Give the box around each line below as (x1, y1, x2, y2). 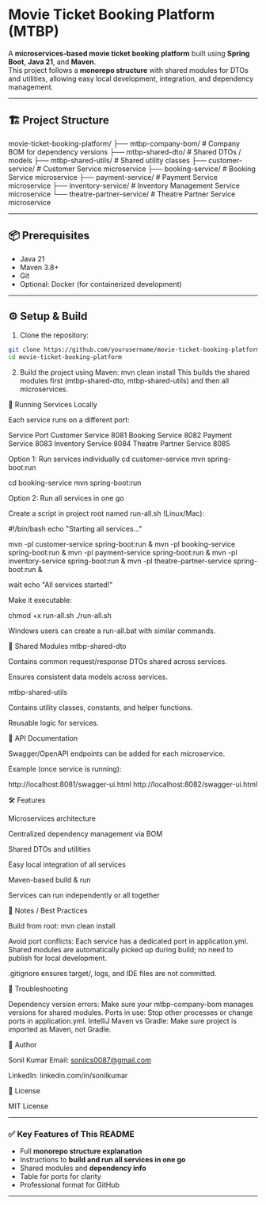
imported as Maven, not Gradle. (8, 1024, 112, 1035)
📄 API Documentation (8, 734, 78, 743)
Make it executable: (8, 596, 73, 605)
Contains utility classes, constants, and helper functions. (8, 703, 193, 712)
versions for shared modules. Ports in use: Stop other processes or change (8, 1008, 253, 1017)
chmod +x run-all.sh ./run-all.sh (8, 611, 112, 620)
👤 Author (8, 1040, 37, 1050)
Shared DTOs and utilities (8, 845, 91, 854)
